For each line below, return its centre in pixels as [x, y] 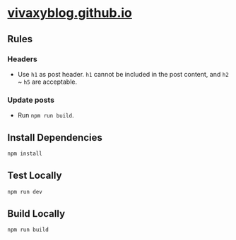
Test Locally [35, 176]
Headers [22, 59]
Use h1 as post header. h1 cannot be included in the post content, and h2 [123, 74]
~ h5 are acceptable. [47, 82]
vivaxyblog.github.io [70, 13]
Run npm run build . [46, 115]
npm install [25, 153]
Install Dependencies [55, 138]
